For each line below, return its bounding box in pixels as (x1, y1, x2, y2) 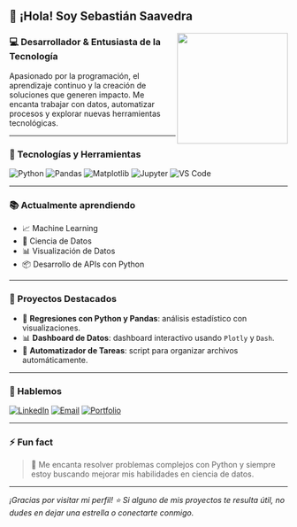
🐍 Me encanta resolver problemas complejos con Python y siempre (30, 460, 276, 470)
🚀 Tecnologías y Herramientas (9, 148, 141, 160)
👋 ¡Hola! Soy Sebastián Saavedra (9, 9, 193, 24)
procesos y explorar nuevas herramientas (9, 108, 161, 119)
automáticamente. (21, 354, 88, 365)
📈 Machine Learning (21, 223, 99, 234)
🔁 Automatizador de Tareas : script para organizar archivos (21, 345, 239, 355)
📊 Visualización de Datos (21, 245, 116, 257)
